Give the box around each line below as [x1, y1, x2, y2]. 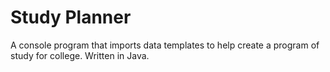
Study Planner [10, 6, 132, 29]
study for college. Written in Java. [10, 49, 150, 61]
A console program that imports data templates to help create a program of [10, 39, 320, 51]
